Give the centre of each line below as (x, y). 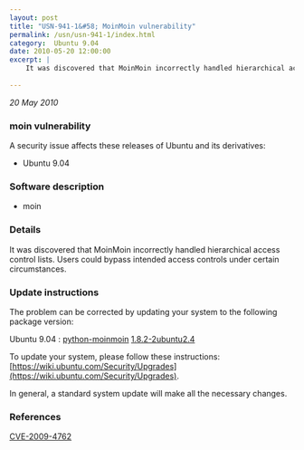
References (35, 416)
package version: (42, 321)
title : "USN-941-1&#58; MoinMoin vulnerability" (103, 26)
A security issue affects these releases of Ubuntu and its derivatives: (138, 146)
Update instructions (54, 292)
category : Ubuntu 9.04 (54, 43)
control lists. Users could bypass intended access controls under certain (144, 259)
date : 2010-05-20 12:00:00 (60, 52)
